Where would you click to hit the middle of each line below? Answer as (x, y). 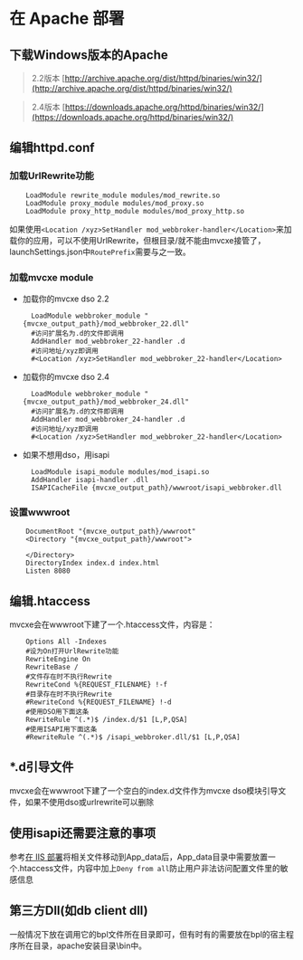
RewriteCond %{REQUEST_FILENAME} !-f (97, 685)
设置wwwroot (40, 512)
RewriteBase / (52, 667)
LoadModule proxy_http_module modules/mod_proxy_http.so (135, 211)
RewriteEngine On (58, 660)
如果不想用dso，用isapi (66, 454)
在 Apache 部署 (67, 19)
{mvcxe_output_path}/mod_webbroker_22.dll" (106, 323)
